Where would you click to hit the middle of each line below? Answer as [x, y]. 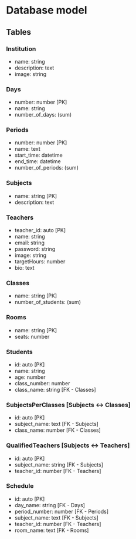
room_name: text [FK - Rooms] [52, 530]
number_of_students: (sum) [47, 302]
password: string [35, 249]
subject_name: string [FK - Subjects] [59, 464]
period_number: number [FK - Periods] [62, 511]
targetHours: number [40, 262]
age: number [30, 377]
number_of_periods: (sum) [47, 168]
